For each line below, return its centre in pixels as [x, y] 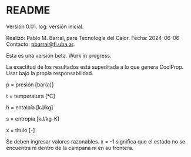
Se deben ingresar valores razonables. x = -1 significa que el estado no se [96, 141]
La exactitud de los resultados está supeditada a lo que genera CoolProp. [95, 67]
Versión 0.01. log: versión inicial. [45, 26]
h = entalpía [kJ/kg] [30, 107]
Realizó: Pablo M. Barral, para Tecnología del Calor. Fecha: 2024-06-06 [93, 38]
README [28, 10]
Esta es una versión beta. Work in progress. [59, 55]
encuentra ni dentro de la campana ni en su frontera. [70, 148]
